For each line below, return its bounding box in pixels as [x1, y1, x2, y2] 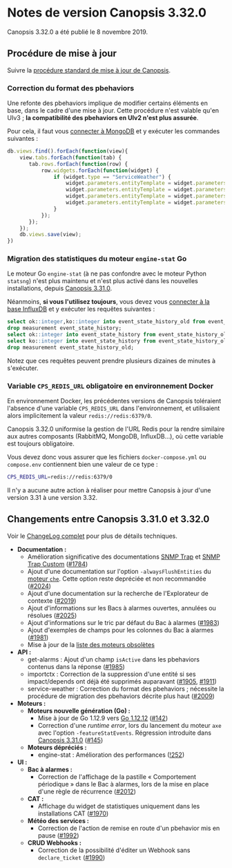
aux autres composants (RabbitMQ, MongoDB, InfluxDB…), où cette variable [7, 432, 224, 441]
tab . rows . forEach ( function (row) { [28, 160, 128, 167]
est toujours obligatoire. [7, 440, 75, 448]
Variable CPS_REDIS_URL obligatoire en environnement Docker [7, 381, 214, 391]
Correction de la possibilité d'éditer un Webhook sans [37, 846, 191, 854]
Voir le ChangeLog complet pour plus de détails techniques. [7, 532, 177, 540]
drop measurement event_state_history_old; [7, 344, 135, 351]
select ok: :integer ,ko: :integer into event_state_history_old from [7, 318, 206, 325]
